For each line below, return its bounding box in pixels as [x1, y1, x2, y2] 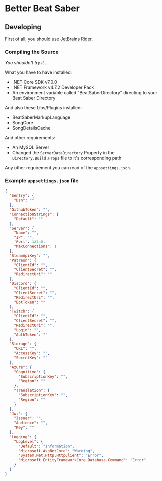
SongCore [12, 120, 33, 126]
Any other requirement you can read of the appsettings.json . [5, 165, 131, 171]
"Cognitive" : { [14, 369, 46, 374]
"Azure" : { [9, 365, 32, 370]
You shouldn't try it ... [5, 60, 49, 66]
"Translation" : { [14, 388, 50, 393]
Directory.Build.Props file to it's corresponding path [12, 155, 122, 161]
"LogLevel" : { [14, 439, 43, 444]
